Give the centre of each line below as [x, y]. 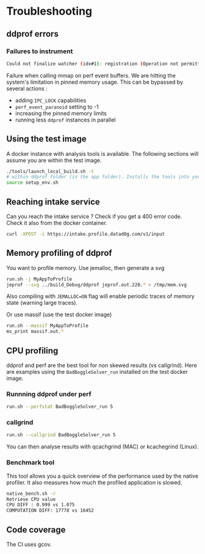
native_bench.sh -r [31, 494]
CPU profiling [32, 350]
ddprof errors [33, 34]
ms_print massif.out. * [35, 332]
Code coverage [36, 530]
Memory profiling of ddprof [59, 253]
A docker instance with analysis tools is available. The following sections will [103, 153]
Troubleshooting [49, 11]
